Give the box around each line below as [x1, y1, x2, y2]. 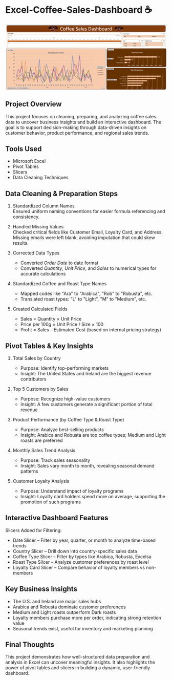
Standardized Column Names [12, 203, 75, 209]
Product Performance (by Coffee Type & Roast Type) [12, 416, 124, 422]
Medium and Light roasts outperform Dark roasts [12, 609, 116, 615]
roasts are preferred [20, 437, 63, 443]
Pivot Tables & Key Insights [5, 342, 94, 350]
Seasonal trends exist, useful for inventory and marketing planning [12, 625, 153, 631]
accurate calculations [20, 271, 66, 277]
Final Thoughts [5, 640, 55, 649]
